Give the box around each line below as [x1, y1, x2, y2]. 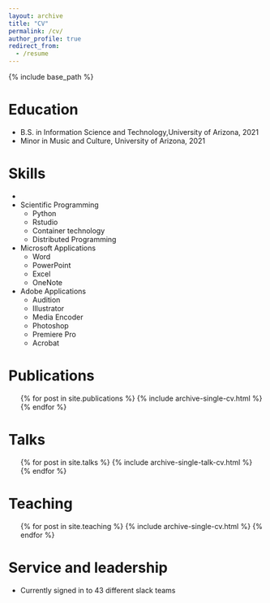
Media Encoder [32, 312, 84, 322]
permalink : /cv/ [8, 27, 63, 35]
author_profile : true [8, 34, 82, 43]
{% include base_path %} [8, 72, 94, 81]
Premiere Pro [32, 329, 77, 339]
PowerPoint [32, 260, 71, 270]
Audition [32, 294, 61, 305]
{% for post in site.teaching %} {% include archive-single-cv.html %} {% [19, 521, 264, 531]
